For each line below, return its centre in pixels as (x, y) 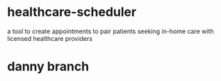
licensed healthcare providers (50, 38)
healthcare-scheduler (72, 12)
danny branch (48, 67)
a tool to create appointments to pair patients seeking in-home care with (110, 31)
